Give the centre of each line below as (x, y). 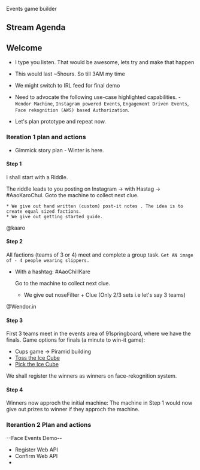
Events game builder (31, 9)
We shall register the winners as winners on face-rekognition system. (92, 376)
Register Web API (37, 450)
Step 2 (14, 242)
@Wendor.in (22, 306)
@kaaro (16, 228)
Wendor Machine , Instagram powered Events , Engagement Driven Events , (102, 104)
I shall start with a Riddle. (37, 177)
